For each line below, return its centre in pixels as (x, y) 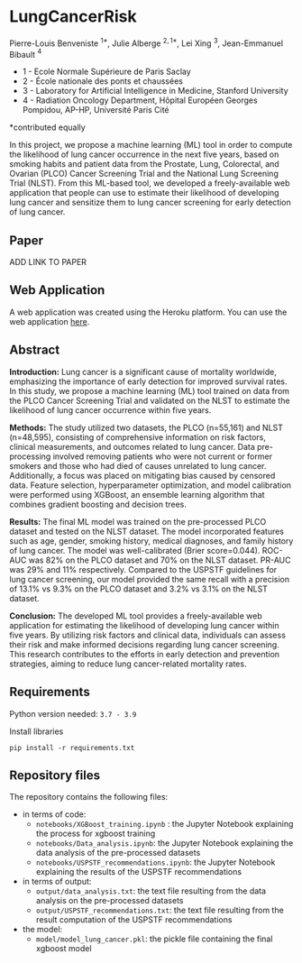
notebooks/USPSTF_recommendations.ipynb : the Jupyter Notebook (156, 862)
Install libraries (37, 731)
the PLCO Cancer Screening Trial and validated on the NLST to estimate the (150, 400)
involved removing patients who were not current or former (163, 456)
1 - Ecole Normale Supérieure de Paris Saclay (106, 72)
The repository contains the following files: (89, 797)
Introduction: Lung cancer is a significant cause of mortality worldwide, (143, 371)
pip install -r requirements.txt (72, 747)
